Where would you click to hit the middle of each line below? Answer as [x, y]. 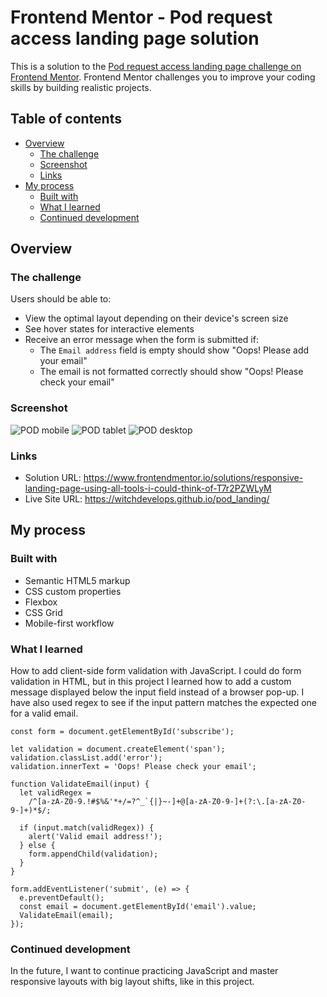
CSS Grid [43, 612]
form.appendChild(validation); [93, 854]
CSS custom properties [73, 591]
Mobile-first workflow [69, 623]
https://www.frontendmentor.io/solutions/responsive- [193, 478]
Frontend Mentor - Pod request [141, 17]
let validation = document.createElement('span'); [118, 749]
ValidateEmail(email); [66, 916]
